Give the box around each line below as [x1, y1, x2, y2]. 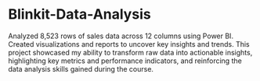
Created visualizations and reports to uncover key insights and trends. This [8, 39, 251, 48]
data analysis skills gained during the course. [8, 64, 154, 73]
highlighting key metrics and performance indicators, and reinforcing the [8, 56, 243, 65]
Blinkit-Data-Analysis [8, 5, 151, 23]
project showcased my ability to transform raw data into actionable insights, [8, 48, 253, 57]
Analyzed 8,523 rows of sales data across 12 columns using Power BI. [8, 31, 233, 40]
